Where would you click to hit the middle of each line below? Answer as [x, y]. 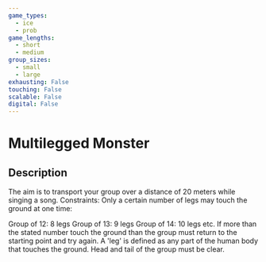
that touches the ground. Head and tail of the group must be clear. [116, 249]
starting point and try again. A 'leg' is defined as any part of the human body [133, 241]
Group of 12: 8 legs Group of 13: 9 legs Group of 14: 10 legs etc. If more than [133, 224]
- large [28, 75]
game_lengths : [32, 38]
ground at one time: [40, 209]
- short [28, 45]
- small [28, 67]
